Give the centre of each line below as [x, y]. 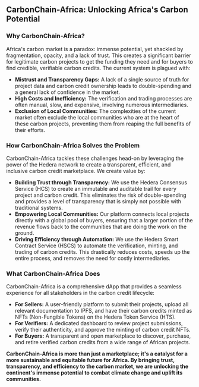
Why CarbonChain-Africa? [45, 36]
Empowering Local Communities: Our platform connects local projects [102, 214]
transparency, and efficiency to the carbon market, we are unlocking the [97, 366]
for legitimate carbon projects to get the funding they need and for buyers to [99, 61]
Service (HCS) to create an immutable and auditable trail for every [96, 188]
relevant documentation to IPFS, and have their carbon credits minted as [103, 311]
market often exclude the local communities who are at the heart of [97, 117]
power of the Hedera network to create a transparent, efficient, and [89, 164]
